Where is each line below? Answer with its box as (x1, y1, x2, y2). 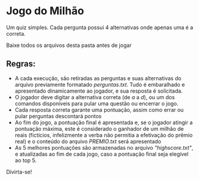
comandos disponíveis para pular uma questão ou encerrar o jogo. (14, 100, 179, 107)
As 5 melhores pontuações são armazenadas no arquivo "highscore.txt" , (14, 144, 194, 151)
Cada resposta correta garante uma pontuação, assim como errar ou (14, 106, 184, 113)
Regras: (6, 59, 36, 69)
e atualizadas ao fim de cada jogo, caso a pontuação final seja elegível (14, 150, 189, 157)
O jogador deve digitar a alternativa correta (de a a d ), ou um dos (14, 93, 175, 100)
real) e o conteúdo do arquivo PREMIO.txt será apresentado (14, 138, 161, 145)
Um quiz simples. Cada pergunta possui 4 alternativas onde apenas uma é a (6, 24, 194, 31)
